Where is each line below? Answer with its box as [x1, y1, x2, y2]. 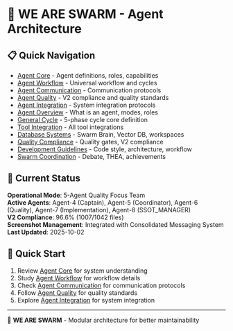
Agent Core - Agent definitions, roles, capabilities [17, 71, 159, 79]
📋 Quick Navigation [7, 49, 96, 61]
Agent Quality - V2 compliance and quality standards [17, 94, 169, 101]
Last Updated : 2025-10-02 [7, 228, 85, 236]
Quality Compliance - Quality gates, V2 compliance [17, 138, 164, 146]
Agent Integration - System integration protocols [17, 101, 156, 109]
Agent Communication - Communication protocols [17, 86, 162, 94]
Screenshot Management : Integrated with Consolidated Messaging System [7, 220, 224, 228]
